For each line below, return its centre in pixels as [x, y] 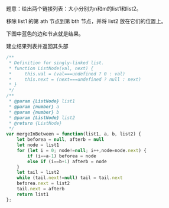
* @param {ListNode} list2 [42, 118]
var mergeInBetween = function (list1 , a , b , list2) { [74, 134]
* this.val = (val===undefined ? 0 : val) [67, 74]
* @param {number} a [34, 107]
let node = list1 [38, 145]
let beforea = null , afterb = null [61, 140]
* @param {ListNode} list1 [42, 101]
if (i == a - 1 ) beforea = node [62, 156]
